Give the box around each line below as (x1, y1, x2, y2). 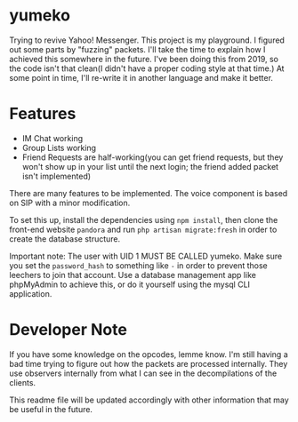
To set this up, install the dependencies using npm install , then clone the (9, 214, 278, 225)
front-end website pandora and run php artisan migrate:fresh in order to (9, 224, 278, 235)
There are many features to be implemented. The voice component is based (9, 187, 288, 198)
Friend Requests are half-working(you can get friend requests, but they (21, 152, 284, 163)
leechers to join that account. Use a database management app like (9, 269, 256, 280)
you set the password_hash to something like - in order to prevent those (9, 259, 269, 271)
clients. (9, 377, 36, 387)
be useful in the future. (9, 403, 93, 414)
